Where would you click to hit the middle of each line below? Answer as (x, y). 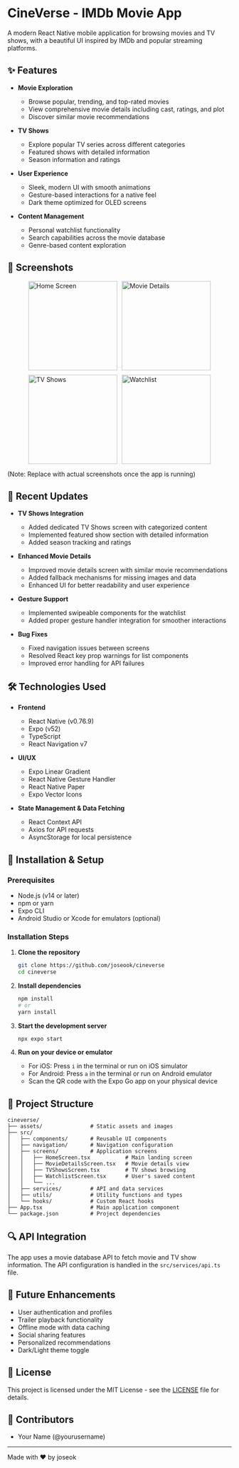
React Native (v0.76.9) (61, 722)
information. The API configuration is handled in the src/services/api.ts (114, 1265)
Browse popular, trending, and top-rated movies (99, 101)
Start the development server (62, 1026)
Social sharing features (52, 1335)
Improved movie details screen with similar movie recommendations (128, 570)
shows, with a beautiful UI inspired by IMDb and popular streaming (105, 40)
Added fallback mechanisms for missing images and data (112, 578)
